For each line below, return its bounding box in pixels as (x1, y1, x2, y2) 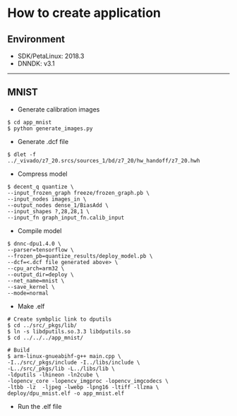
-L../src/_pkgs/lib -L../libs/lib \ (7, 365, 115, 372)
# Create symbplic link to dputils (7, 316, 112, 323)
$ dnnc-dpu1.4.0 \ (7, 240, 61, 247)
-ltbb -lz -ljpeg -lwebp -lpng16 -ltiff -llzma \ (7, 384, 159, 391)
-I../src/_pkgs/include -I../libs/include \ (7, 359, 140, 366)
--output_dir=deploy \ (7, 271, 74, 278)
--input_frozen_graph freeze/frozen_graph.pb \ (7, 189, 150, 196)
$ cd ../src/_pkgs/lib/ (7, 321, 78, 329)
